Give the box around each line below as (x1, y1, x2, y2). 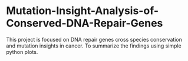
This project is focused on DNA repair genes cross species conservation (6, 36, 183, 43)
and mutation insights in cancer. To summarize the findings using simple (6, 42, 182, 49)
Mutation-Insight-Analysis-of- (6, 4, 159, 18)
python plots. (6, 48, 38, 55)
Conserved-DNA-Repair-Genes (6, 16, 163, 30)
